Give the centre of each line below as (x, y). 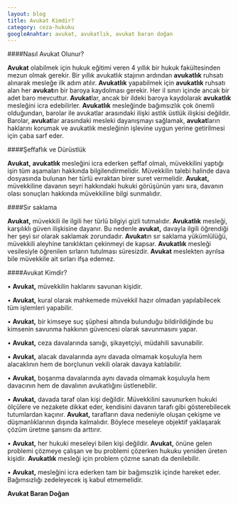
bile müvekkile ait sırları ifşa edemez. (61, 259)
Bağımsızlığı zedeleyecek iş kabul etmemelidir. (75, 480)
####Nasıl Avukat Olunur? (46, 54)
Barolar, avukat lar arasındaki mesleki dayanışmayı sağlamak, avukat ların (114, 121)
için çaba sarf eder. (36, 136)
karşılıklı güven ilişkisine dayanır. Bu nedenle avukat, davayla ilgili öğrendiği (118, 229)
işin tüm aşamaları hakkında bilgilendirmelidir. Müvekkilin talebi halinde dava (119, 171)
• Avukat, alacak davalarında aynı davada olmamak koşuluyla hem (105, 357)
